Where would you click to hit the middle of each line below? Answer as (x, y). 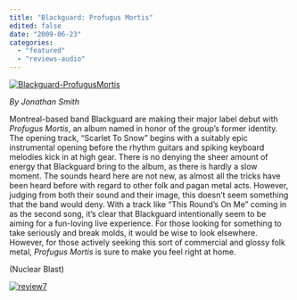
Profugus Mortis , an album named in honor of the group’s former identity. (144, 129)
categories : (31, 42)
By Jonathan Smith (45, 102)
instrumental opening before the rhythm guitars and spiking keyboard (137, 147)
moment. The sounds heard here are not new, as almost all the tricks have (145, 176)
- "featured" (41, 51)
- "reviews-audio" (52, 59)
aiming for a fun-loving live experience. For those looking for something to (146, 223)
